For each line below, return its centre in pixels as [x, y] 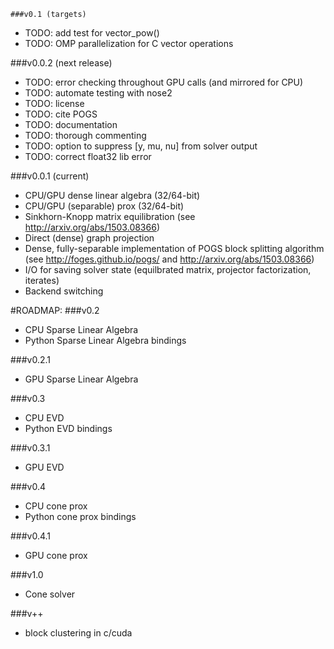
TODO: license [54, 103]
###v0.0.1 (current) [50, 176]
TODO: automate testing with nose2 [98, 93]
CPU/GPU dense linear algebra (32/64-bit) [112, 195]
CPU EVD [44, 418]
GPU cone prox [56, 555]
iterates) [42, 280]
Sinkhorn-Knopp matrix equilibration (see [110, 216]
